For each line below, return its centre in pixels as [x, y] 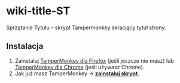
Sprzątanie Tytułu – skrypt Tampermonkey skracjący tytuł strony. [86, 27]
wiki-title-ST [38, 11]
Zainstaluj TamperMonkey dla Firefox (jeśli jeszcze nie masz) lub [94, 60]
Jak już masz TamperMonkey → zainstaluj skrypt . [77, 73]
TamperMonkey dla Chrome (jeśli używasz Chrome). [80, 67]
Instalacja [25, 46]
